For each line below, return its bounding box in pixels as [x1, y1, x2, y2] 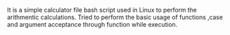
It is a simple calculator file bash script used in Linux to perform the [7, 6, 197, 14]
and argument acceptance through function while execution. [7, 21, 178, 28]
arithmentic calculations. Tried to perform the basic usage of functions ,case [7, 13, 223, 21]
